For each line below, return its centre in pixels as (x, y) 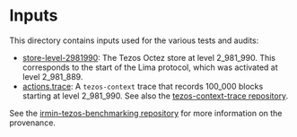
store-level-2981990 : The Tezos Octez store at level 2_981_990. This (149, 57)
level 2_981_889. (52, 76)
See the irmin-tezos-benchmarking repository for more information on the (146, 113)
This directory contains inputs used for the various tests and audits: (134, 40)
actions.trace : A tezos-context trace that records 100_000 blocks (143, 86)
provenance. (33, 123)
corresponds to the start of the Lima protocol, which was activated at (150, 67)
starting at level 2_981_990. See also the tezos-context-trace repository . (155, 96)
